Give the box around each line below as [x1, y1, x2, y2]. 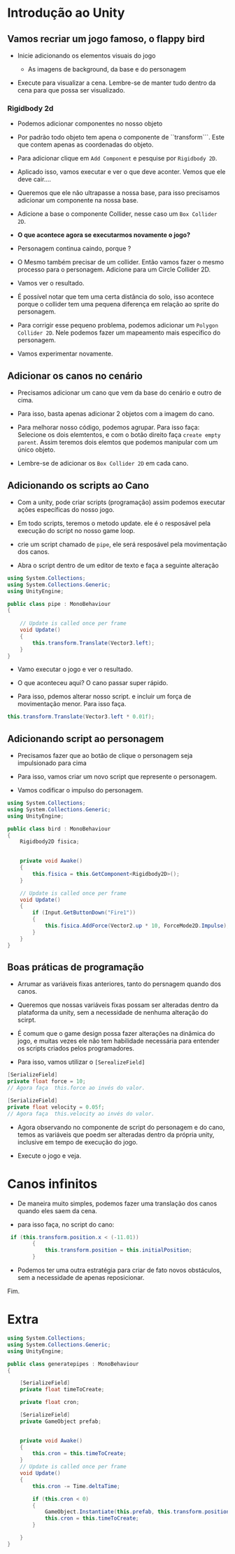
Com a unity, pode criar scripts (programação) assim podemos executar [17, 498, 226, 506]
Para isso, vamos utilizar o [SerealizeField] [17, 1058, 145, 1067]
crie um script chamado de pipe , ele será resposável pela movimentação [17, 540, 227, 548]
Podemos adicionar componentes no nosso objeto [17, 119, 163, 128]
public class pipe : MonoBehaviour [7, 600, 111, 607]
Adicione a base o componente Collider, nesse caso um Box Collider [17, 210, 218, 218]
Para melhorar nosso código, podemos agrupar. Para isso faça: [17, 423, 200, 432]
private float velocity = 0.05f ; [7, 1103, 105, 1111]
